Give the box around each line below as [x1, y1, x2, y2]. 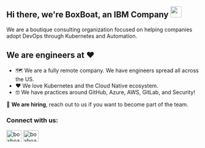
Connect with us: [6, 116, 58, 124]
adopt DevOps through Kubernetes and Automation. [6, 32, 138, 40]
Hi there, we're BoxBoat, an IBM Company [6, 10, 169, 20]
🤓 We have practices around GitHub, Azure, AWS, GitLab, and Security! [15, 88, 196, 95]
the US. [15, 75, 35, 83]
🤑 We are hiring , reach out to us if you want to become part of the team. [6, 100, 188, 108]
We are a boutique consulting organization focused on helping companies [6, 26, 193, 33]
